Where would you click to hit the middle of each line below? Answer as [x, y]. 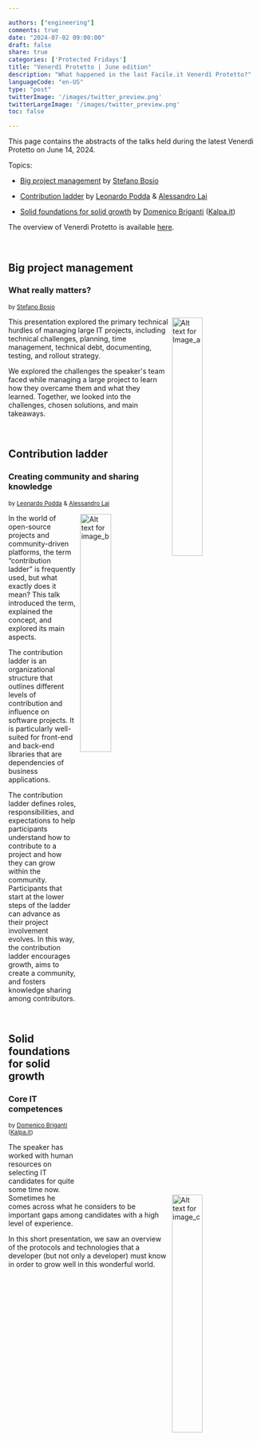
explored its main [37, 628]
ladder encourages [40, 956]
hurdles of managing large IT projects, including [87, 330]
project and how [35, 854]
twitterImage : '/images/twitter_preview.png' [85, 97]
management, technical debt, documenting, [80, 347]
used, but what [33, 577]
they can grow [32, 863]
